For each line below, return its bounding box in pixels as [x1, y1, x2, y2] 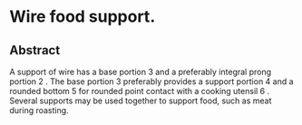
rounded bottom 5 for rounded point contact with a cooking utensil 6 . [9, 86, 270, 96]
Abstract [9, 43, 61, 58]
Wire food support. [9, 6, 156, 27]
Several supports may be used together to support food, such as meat [9, 95, 272, 106]
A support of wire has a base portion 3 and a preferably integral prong [9, 66, 272, 77]
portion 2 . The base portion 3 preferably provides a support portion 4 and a [9, 76, 294, 87]
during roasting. [9, 105, 70, 115]
